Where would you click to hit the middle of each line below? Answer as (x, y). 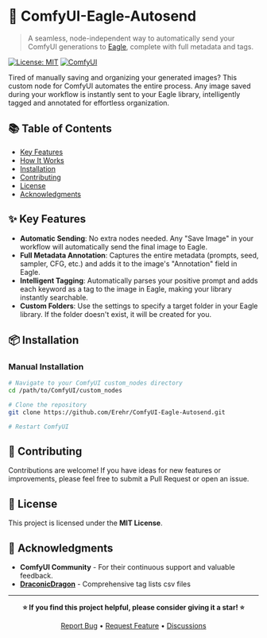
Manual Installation (46, 366)
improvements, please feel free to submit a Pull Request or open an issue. (129, 479)
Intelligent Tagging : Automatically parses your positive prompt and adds (139, 280)
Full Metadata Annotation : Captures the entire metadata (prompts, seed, (139, 255)
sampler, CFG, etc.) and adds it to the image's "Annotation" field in (128, 263)
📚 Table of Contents (60, 129)
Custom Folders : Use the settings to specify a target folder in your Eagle (139, 306)
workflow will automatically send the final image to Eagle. (114, 246)
